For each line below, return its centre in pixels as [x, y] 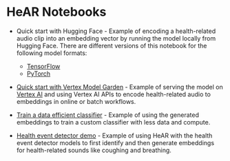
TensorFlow [43, 66]
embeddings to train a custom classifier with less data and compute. [113, 122]
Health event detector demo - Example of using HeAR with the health [114, 136]
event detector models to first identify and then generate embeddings [115, 142]
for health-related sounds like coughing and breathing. [94, 150]
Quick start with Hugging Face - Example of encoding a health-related [116, 31]
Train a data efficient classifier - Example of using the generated [107, 115]
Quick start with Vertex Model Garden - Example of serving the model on [119, 87]
